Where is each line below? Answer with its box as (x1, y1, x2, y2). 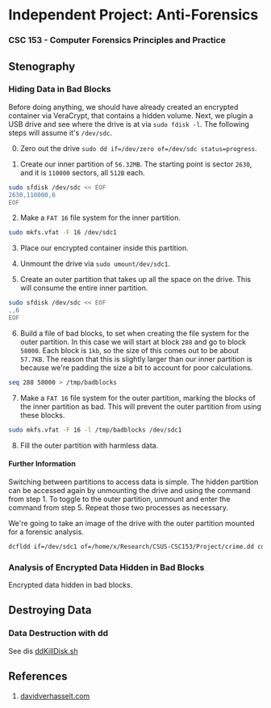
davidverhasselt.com (19, 691, 90, 701)
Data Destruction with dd (8, 628, 109, 639)
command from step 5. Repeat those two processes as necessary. (8, 503, 228, 512)
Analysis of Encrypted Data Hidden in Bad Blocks (8, 562, 205, 573)
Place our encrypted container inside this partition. (19, 243, 190, 253)
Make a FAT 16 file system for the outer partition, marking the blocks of (19, 393, 256, 402)
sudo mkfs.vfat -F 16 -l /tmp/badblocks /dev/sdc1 (8, 426, 182, 434)
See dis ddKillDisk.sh (8, 646, 78, 655)
